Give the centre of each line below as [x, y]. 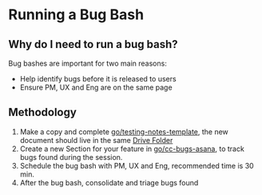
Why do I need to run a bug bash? [93, 44]
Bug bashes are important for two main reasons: [88, 63]
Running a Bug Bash [76, 15]
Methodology [43, 112]
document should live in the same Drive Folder [96, 140]
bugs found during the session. [71, 157]
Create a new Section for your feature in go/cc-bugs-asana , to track [132, 149]
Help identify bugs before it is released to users [98, 79]
